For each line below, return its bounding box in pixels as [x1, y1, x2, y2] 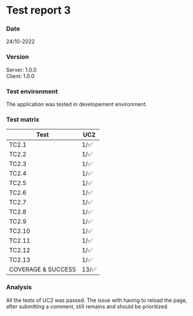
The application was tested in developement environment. [6, 101, 148, 108]
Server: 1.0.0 [6, 66, 37, 73]
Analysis [6, 283, 32, 291]
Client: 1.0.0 [6, 72, 35, 80]
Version [6, 53, 30, 61]
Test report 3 [6, 4, 71, 17]
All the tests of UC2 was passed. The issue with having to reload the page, [6, 297, 188, 304]
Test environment [6, 87, 58, 95]
